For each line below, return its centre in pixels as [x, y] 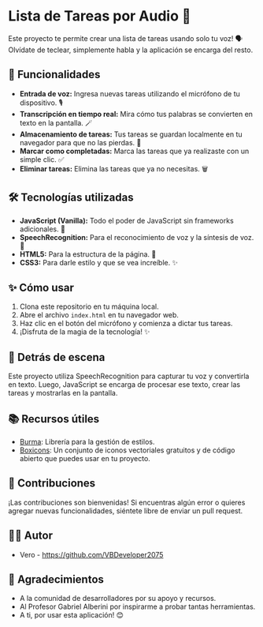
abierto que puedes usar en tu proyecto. [85, 458]
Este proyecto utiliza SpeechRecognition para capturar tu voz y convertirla [129, 376]
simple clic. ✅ [42, 159]
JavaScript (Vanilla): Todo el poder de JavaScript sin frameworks [126, 220]
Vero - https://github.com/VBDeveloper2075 [91, 554]
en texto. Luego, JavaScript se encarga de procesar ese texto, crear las [124, 385]
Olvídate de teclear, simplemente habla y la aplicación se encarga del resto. [131, 50]
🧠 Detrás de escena [57, 357]
